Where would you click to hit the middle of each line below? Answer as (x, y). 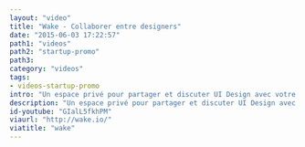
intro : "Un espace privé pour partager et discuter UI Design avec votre (153, 94)
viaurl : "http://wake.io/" (61, 120)
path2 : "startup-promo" (55, 52)
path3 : (22, 60)
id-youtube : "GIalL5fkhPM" (61, 111)
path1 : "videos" (40, 43)
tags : (20, 78)
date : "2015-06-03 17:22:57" (65, 35)
